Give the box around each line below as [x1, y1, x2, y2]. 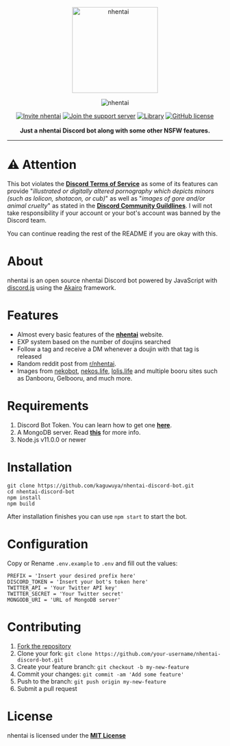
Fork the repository [16, 642, 72, 650]
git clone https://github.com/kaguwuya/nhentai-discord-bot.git [7, 482, 194, 489]
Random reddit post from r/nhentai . [16, 359, 116, 368]
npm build [7, 500, 36, 507]
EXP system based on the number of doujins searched [16, 337, 171, 346]
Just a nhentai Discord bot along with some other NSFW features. [19, 126, 211, 135]
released [16, 352, 42, 360]
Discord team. [7, 216, 47, 224]
